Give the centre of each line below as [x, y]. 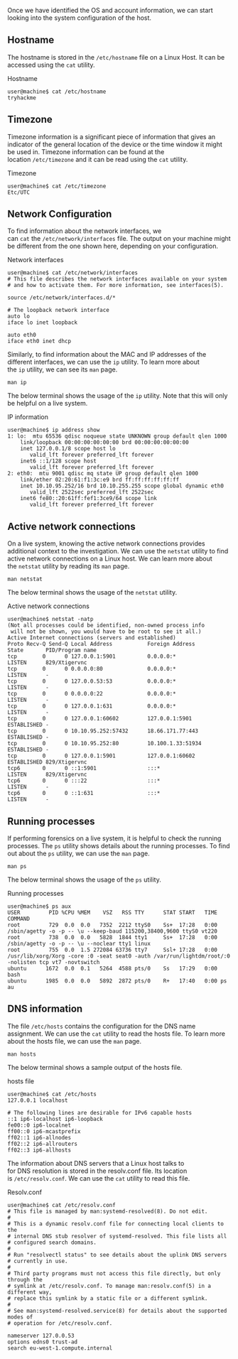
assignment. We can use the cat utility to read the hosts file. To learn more [117, 1034]
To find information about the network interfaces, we [85, 231]
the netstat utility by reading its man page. [69, 566]
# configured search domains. [52, 1242]
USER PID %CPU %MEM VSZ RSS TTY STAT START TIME [113, 913]
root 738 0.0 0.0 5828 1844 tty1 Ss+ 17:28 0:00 [113, 938]
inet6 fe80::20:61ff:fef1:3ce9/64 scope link [89, 499]
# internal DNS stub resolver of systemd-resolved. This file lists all [117, 1236]
